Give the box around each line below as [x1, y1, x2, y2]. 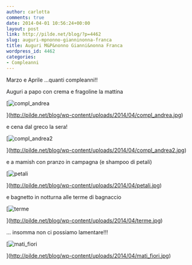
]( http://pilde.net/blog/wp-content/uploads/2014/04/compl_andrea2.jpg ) [6, 146, 187, 154]
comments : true [6, 15, 45, 21]
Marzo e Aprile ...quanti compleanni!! [6, 76, 98, 83]
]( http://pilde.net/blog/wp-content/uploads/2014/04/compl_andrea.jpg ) [6, 111, 184, 119]
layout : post [6, 25, 39, 32]
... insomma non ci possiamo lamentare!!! [6, 228, 109, 236]
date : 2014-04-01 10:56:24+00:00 [6, 20, 91, 26]
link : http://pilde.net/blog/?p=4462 [6, 31, 101, 38]
